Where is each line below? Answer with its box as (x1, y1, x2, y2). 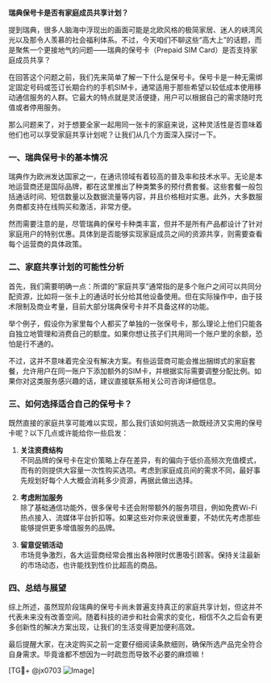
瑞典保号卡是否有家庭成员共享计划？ (8, 8, 129, 17)
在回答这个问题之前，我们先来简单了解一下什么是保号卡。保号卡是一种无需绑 (8, 73, 263, 81)
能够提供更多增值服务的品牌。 (19, 523, 119, 532)
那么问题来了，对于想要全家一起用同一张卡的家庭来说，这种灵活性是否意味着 (8, 120, 263, 129)
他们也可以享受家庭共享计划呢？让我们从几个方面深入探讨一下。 (8, 130, 220, 140)
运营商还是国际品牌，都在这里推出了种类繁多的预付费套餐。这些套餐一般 (15, 181, 256, 192)
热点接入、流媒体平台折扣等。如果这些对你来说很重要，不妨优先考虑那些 (19, 512, 261, 523)
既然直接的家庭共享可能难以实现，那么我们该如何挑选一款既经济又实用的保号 (8, 418, 263, 427)
